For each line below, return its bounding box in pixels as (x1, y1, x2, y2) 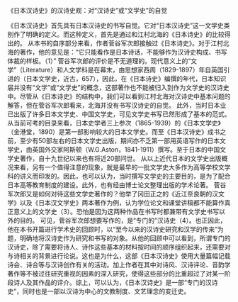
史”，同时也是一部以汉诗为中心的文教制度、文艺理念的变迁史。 (7, 287, 191, 296)
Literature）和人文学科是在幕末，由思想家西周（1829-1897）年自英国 (22, 66, 224, 74)
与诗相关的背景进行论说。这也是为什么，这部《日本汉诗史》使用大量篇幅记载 (7, 252, 231, 260)
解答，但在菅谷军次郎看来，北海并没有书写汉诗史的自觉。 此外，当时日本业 (7, 101, 227, 109)
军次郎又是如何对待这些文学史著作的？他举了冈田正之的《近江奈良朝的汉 (7, 190, 218, 198)
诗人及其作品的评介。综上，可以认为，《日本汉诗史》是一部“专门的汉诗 (13, 279, 218, 286)
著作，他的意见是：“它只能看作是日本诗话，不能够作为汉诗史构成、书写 (19, 48, 228, 56)
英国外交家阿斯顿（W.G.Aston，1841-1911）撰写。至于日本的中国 (31, 145, 220, 154)
